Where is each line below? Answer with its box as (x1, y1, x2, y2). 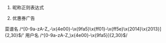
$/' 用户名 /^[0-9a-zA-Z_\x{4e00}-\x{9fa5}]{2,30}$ (18, 32, 126, 38)
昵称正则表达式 (12, 5, 44, 10)
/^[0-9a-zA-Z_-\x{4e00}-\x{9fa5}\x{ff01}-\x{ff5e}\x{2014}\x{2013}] (19, 26, 162, 32)
